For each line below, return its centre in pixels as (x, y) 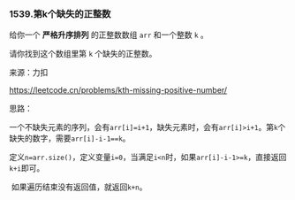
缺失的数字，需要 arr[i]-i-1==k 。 (70, 138)
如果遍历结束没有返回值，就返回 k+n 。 (79, 187)
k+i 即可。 (27, 168)
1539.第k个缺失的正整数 (60, 13)
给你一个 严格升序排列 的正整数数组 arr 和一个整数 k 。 (109, 35)
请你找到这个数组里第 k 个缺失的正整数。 (83, 54)
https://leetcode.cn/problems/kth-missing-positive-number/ (118, 90)
